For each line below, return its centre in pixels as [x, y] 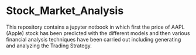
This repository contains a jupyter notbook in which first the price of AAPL [96, 27]
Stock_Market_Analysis [65, 11]
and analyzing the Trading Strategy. [49, 46]
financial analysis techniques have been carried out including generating [94, 39]
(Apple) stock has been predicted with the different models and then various [98, 33]
